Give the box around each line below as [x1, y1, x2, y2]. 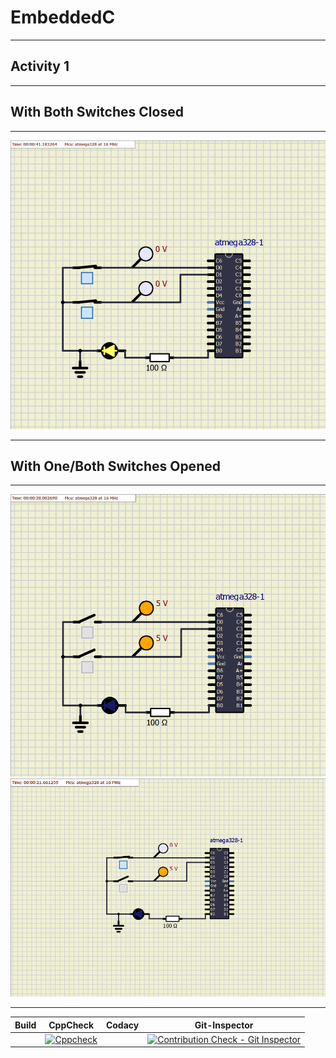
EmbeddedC [10, 6, 116, 29]
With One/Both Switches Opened [10, 457, 221, 475]
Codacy [105, 1019, 140, 1031]
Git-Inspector [194, 1019, 254, 1031]
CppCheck [48, 1019, 95, 1031]
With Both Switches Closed [10, 104, 184, 121]
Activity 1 [10, 58, 70, 75]
